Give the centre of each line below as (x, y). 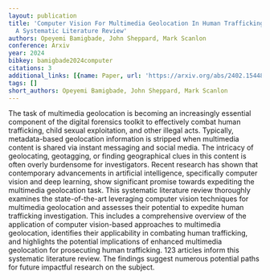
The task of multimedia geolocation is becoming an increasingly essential (130, 113)
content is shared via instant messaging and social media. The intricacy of (131, 148)
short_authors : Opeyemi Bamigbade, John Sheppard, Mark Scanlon (118, 91)
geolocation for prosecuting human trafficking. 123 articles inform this (124, 250)
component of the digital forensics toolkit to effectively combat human (125, 122)
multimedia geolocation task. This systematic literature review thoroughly (129, 191)
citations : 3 (30, 68)
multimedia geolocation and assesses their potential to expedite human (126, 208)
